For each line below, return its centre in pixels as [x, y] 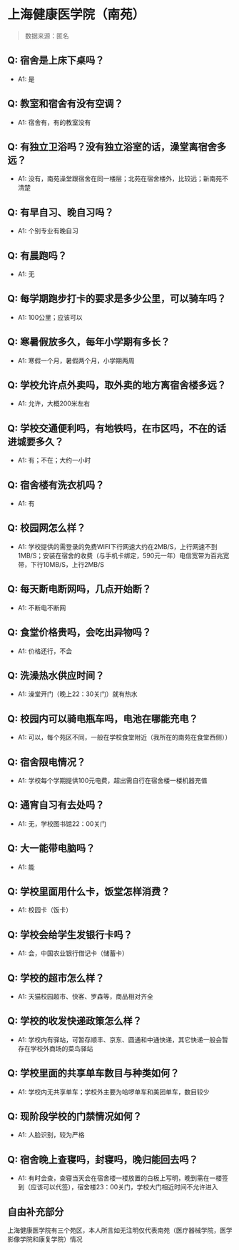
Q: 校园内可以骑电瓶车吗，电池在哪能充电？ [103, 719]
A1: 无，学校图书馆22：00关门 [62, 823]
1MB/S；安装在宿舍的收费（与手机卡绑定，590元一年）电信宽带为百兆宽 [123, 555]
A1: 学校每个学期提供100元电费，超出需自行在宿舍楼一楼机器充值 [113, 780]
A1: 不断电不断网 [42, 608]
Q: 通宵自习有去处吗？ [56, 805]
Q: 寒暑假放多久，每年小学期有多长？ [89, 342]
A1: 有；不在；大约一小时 [54, 460]
